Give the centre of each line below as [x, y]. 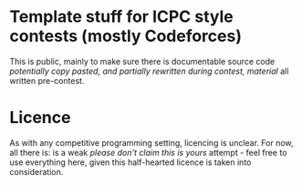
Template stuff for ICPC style [122, 17]
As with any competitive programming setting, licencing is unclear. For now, [151, 142]
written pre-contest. [47, 80]
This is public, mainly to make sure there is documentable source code [142, 61]
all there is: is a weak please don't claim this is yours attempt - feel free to [148, 152]
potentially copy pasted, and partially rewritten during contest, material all [149, 71]
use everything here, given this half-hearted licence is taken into [130, 162]
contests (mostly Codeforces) [125, 36]
